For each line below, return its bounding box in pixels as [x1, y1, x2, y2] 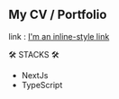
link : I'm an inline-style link [8, 31, 110, 41]
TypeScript [21, 79, 63, 90]
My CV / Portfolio [8, 7, 107, 22]
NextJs [21, 69, 49, 80]
